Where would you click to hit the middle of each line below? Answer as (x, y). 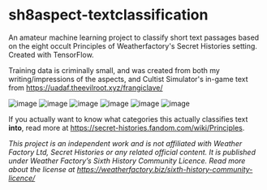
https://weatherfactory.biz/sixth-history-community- (165, 169)
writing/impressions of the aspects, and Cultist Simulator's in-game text (129, 79)
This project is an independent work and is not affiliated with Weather (125, 143)
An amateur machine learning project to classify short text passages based (134, 37)
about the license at (42, 169)
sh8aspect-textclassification (108, 15)
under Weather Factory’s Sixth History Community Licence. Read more (127, 161)
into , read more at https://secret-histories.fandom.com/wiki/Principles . (127, 127)
